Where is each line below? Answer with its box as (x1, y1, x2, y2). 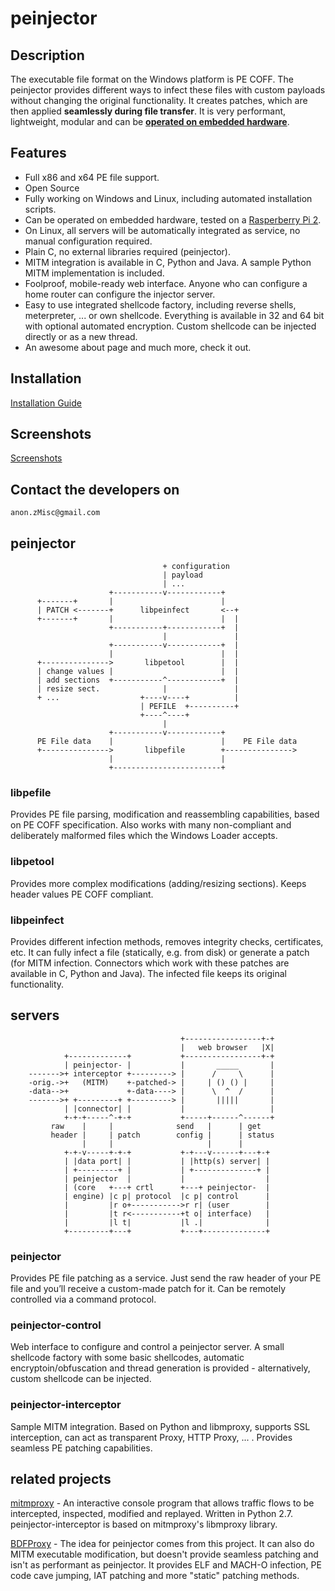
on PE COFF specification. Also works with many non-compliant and (10, 819, 292, 831)
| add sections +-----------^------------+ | (36, 675, 240, 686)
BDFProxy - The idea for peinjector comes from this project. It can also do (10, 1538, 315, 1550)
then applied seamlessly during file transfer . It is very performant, (10, 105, 287, 117)
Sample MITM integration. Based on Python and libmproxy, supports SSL (10, 1420, 311, 1432)
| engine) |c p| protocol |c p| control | (63, 1191, 271, 1201)
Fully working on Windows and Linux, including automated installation (24, 192, 313, 204)
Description (10, 47, 85, 64)
